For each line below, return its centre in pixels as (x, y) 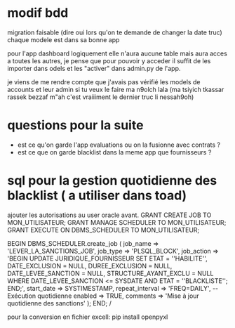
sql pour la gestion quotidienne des (112, 181)
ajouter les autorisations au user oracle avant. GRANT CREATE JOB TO (109, 215)
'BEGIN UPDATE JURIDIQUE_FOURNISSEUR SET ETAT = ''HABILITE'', (108, 258)
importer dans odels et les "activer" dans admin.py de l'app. (94, 68)
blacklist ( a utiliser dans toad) (97, 196)
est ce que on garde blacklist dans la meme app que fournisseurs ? (114, 152)
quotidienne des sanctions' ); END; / (60, 303)
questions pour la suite (75, 125)
